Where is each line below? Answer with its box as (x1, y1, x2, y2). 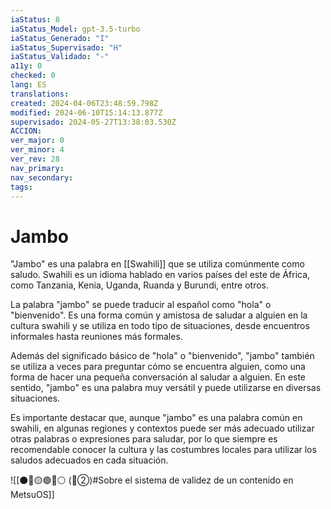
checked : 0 (10, 71, 56, 81)
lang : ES (10, 80, 47, 90)
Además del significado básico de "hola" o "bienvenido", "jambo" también (10, 350, 315, 362)
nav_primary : (10, 163, 65, 173)
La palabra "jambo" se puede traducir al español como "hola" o (10, 299, 272, 311)
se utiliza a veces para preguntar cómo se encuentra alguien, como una (10, 361, 306, 373)
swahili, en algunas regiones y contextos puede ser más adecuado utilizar (10, 422, 315, 435)
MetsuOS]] (10, 489, 55, 501)
